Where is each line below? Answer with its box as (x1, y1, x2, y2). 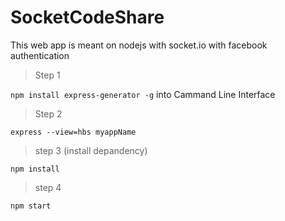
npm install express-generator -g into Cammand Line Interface (10, 88, 276, 100)
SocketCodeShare (10, 6, 165, 29)
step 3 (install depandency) (34, 144, 148, 156)
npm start (10, 201, 52, 211)
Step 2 (34, 107, 63, 120)
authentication (10, 49, 70, 61)
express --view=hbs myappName (10, 127, 137, 137)
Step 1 (34, 69, 61, 81)
